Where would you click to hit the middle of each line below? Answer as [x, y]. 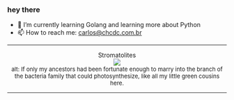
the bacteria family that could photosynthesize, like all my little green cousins [117, 76]
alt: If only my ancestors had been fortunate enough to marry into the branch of [117, 69]
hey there [24, 10]
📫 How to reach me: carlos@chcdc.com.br [79, 33]
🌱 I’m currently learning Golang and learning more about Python [109, 25]
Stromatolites [117, 55]
